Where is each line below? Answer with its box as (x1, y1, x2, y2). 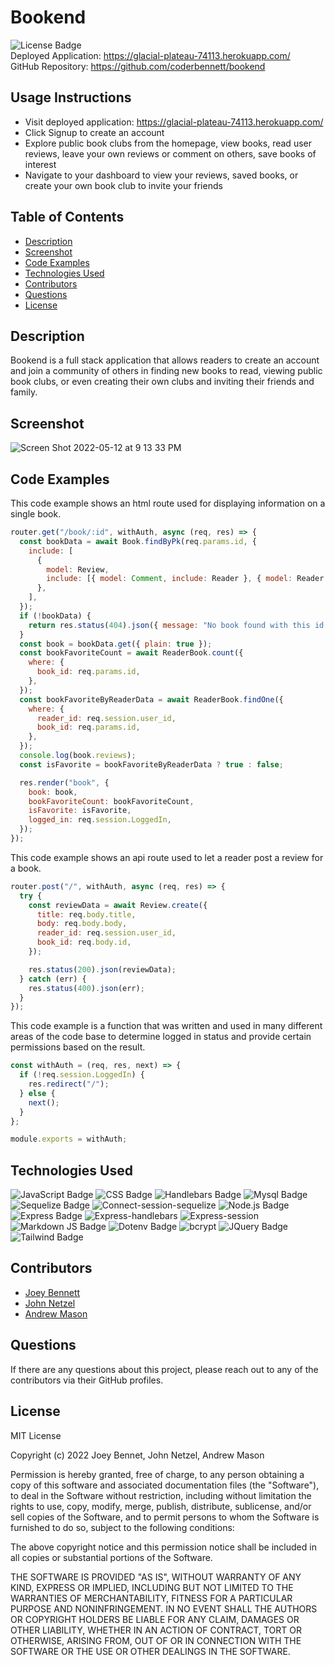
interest (24, 158, 57, 170)
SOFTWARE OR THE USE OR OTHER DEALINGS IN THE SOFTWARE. (10, 1645, 291, 1657)
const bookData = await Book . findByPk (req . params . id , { (19, 536, 257, 546)
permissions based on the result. (10, 1041, 146, 1053)
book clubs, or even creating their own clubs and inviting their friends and (10, 376, 315, 388)
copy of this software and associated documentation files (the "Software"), (10, 1479, 320, 1491)
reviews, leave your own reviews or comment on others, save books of (24, 147, 317, 160)
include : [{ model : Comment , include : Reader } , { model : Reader (46, 574, 325, 584)
